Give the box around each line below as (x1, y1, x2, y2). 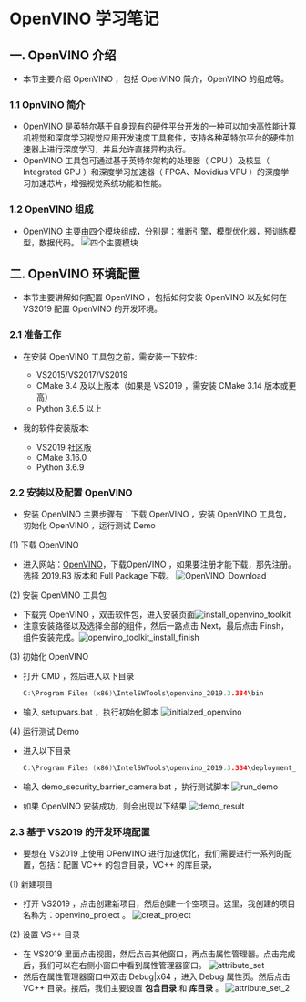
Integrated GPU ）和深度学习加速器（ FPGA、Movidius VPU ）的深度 (22, 166, 281, 178)
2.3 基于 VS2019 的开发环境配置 (9, 825, 150, 838)
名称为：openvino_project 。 (22, 910, 130, 921)
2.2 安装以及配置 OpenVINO (9, 485, 133, 498)
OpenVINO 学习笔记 (9, 8, 159, 29)
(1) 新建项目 (9, 879, 53, 890)
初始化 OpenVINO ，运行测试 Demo (22, 520, 157, 530)
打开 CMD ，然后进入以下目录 (22, 671, 135, 681)
